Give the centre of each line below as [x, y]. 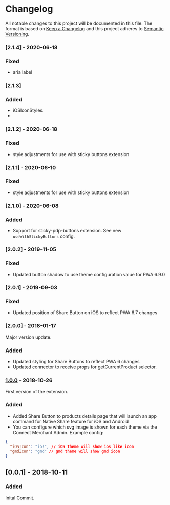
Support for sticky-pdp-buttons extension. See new [67, 231]
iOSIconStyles [28, 110]
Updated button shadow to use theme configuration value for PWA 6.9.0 [89, 275]
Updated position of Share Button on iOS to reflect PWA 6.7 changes [85, 313]
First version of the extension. [37, 392]
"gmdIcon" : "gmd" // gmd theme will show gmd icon [65, 451]
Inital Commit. [20, 498]
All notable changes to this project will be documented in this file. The [79, 23]
